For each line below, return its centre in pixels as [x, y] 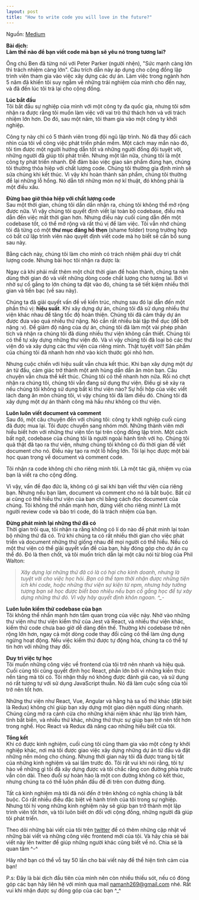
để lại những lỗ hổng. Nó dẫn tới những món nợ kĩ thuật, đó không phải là [95, 181]
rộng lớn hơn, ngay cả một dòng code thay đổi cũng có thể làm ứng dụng [95, 634]
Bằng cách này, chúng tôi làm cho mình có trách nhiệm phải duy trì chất [94, 254]
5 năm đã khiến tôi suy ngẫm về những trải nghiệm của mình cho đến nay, [96, 82]
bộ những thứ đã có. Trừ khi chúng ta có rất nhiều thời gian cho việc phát [95, 535]
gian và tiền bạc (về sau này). [42, 290]
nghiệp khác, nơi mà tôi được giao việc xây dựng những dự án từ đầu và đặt [98, 750]
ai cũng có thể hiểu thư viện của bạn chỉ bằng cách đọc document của [92, 499]
